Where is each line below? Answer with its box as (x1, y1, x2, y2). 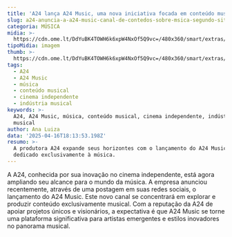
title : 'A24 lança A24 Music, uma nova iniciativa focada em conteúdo (7, 10, 215, 17)
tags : (7, 61, 23, 68)
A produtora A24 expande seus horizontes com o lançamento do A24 (13, 145, 209, 152)
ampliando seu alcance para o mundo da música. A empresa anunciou (7, 178, 207, 186)
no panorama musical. (7, 222, 70, 230)
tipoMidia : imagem (7, 42, 60, 49)
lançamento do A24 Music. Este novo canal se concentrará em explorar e (7, 192, 216, 200)
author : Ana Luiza (7, 126, 60, 133)
